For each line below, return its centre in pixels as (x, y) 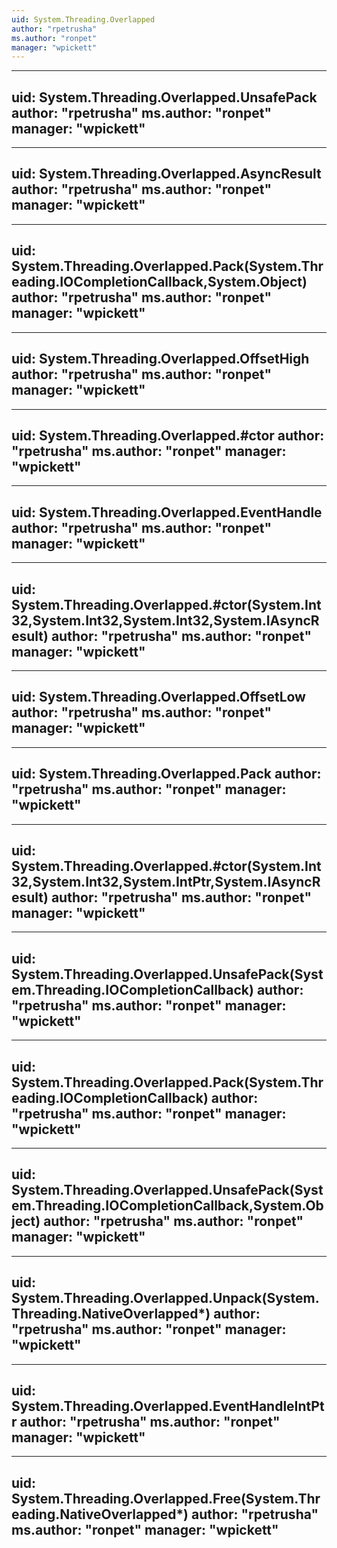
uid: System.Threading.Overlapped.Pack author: (166, 774)
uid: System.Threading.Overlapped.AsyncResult (166, 174)
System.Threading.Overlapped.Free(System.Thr (166, 1498)
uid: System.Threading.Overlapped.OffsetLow (158, 697)
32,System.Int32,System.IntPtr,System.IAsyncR (166, 881)
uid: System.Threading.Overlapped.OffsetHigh (160, 359)
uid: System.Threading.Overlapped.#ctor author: (168, 435)
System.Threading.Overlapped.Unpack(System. (165, 1298)
